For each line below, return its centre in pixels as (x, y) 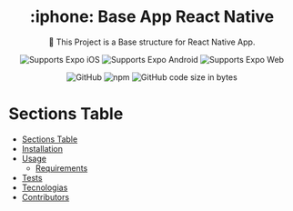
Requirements (61, 168)
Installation (42, 148)
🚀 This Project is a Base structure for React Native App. (152, 42)
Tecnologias (45, 187)
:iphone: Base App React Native (152, 17)
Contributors (45, 196)
